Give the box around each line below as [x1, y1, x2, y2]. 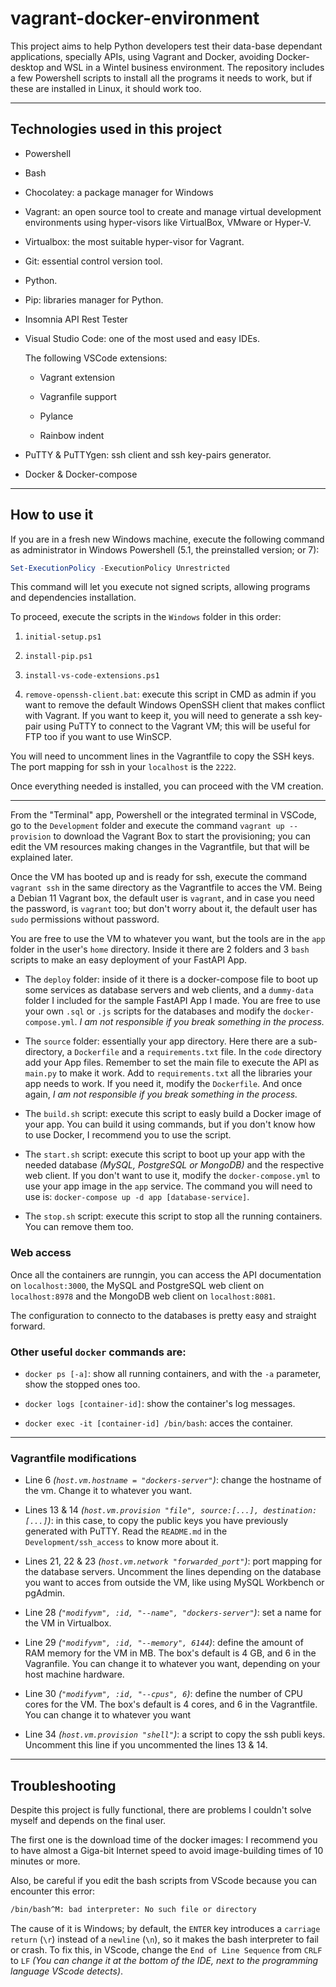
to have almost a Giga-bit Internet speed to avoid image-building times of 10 [10, 1845, 324, 1857]
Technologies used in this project [10, 121, 222, 138]
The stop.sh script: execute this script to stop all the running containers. [24, 1210, 323, 1222]
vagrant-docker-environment [10, 7, 260, 30]
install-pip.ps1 [24, 652, 93, 662]
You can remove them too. [24, 1221, 134, 1233]
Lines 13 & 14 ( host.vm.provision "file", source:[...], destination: [24, 1504, 318, 1516]
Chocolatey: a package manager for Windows [24, 186, 214, 198]
